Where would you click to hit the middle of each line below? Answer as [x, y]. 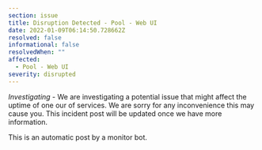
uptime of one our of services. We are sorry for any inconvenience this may [131, 105]
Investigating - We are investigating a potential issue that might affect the [127, 96]
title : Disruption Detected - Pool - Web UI [83, 23]
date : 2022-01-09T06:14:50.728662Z [67, 30]
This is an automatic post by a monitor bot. [78, 137]
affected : [25, 60]
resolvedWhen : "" [37, 52]
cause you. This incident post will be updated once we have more [115, 113]
